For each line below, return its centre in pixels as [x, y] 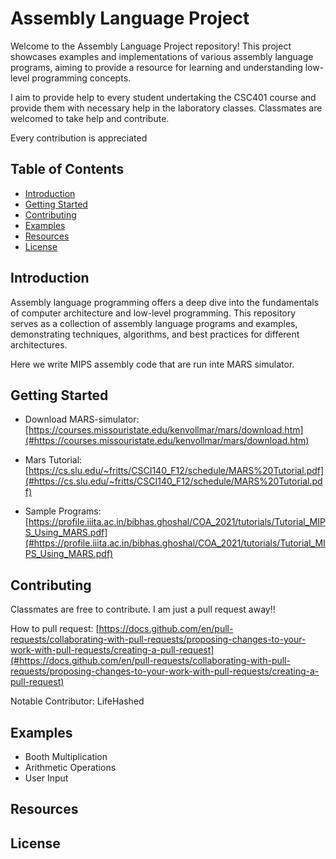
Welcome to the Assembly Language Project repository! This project [151, 46]
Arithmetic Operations [70, 767]
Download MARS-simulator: [82, 419]
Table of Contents [67, 169]
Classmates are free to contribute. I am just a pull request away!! [143, 609]
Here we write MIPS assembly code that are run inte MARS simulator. [152, 364]
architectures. [39, 344]
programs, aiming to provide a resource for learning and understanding [156, 67]
